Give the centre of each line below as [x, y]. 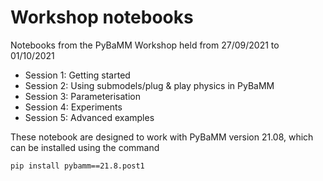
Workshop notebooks [102, 17]
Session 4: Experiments [73, 107]
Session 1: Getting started [77, 75]
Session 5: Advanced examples [89, 117]
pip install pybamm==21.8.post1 [77, 166]
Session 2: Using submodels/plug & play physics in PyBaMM [149, 85]
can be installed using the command [85, 147]
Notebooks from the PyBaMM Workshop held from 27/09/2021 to [145, 45]
